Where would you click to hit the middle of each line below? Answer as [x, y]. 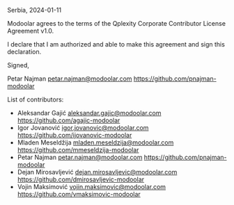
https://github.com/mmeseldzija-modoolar [78, 150]
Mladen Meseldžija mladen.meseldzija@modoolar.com [95, 142]
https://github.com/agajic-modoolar [69, 120]
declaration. [24, 52]
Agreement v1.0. [31, 31]
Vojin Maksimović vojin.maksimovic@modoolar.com [91, 187]
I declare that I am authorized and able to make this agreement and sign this [116, 44]
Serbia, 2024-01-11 [34, 10]
